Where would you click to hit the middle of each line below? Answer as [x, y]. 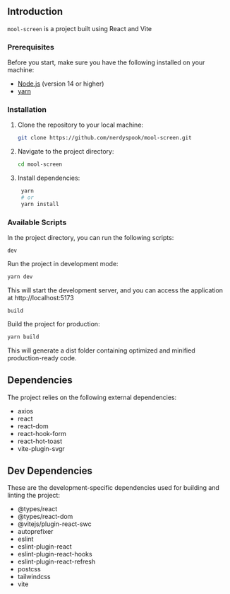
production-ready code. [42, 358]
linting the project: [34, 496]
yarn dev [20, 277]
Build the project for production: [54, 324]
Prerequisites [31, 47]
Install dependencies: [49, 178]
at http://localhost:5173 [41, 297]
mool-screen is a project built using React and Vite [80, 28]
